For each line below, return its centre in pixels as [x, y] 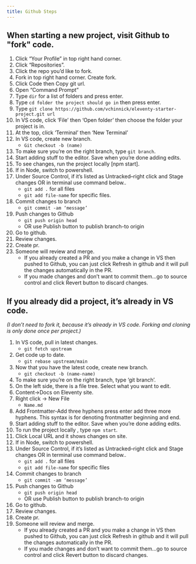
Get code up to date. [40, 355]
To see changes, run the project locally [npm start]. [77, 164]
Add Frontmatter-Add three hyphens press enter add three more [93, 411]
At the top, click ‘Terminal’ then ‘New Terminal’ [72, 132]
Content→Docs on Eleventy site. [54, 393]
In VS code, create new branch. [54, 139]
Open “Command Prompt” [47, 90]
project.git [30, 115]
